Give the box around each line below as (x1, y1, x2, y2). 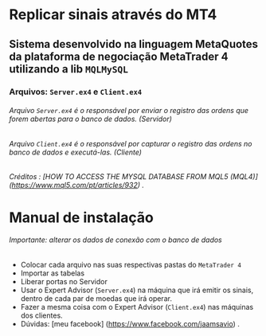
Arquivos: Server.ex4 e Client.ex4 (9, 86, 143, 97)
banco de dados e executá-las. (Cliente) (9, 147, 143, 157)
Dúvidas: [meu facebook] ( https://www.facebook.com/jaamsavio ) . (20, 318, 240, 328)
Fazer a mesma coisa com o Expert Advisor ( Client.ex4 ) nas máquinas (20, 302, 254, 311)
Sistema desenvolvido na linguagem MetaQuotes (9, 37, 258, 51)
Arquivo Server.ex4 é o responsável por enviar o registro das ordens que (9, 106, 249, 115)
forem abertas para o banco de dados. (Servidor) (9, 114, 172, 124)
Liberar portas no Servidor (20, 276, 108, 286)
